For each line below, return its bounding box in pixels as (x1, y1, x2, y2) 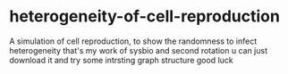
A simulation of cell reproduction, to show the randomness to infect (9, 36, 258, 46)
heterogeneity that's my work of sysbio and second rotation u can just (9, 45, 268, 55)
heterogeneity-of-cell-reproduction (9, 6, 280, 27)
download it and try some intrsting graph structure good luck (9, 54, 234, 65)
